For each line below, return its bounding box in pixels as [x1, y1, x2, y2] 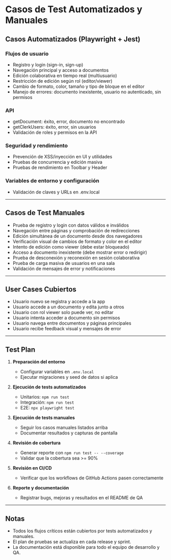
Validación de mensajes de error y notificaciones [12, 265, 116, 272]
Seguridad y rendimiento [5, 142, 68, 149]
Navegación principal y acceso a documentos [12, 67, 109, 73]
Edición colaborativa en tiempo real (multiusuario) [12, 72, 117, 79]
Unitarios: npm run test [20, 394, 70, 400]
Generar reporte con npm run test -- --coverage [20, 450, 124, 456]
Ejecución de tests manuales [12, 415, 75, 421]
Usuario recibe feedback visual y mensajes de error [12, 326, 121, 332]
